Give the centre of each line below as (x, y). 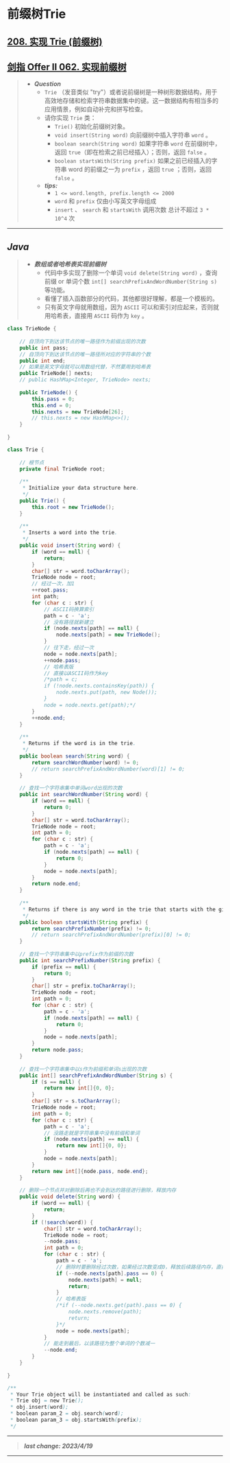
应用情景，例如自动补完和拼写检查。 (95, 109)
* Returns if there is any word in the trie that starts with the (119, 909)
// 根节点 (32, 462)
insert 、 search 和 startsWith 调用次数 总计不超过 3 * (132, 209)
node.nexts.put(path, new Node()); (106, 692)
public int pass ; (44, 348)
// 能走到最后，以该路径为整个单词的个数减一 (99, 1343)
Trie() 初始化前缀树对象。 (92, 126)
